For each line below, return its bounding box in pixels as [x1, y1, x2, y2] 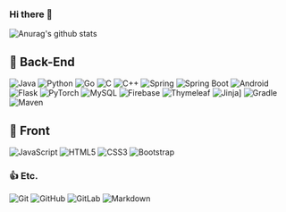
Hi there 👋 [9, 8, 54, 21]
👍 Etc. [9, 169, 38, 182]
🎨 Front [9, 123, 51, 138]
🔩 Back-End [9, 54, 76, 70]
